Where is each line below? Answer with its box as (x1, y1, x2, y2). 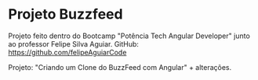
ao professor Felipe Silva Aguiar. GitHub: (8, 39, 140, 48)
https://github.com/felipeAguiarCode (8, 47, 127, 57)
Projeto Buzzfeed (8, 5, 123, 23)
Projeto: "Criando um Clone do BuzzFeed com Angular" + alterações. (8, 62, 232, 71)
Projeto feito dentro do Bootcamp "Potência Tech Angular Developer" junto (8, 31, 251, 40)
